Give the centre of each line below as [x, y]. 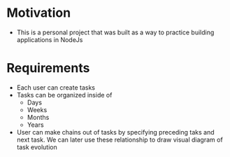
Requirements [48, 68]
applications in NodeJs [50, 39]
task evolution [37, 147]
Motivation [39, 13]
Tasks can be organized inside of [64, 95]
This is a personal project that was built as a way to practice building [115, 32]
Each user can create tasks [56, 87]
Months [38, 117]
